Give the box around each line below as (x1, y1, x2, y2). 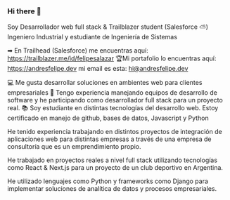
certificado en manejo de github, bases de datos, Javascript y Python (7, 114, 209, 122)
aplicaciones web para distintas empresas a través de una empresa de (7, 135, 212, 143)
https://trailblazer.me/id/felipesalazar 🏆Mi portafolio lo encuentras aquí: (7, 54, 217, 62)
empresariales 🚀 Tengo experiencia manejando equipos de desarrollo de (7, 88, 218, 97)
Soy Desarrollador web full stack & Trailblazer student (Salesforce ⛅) (7, 22, 209, 31)
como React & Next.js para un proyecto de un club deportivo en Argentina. (7, 164, 224, 172)
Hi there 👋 (7, 6, 42, 16)
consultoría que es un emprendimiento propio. (7, 142, 141, 151)
